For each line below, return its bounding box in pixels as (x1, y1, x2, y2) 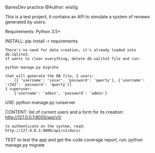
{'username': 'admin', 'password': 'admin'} (14, 91, 107, 96)
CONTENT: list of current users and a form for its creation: (5, 109, 124, 115)
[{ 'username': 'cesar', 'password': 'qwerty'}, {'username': (14, 78, 145, 83)
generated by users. (5, 19, 47, 25)
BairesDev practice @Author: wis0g (5, 4, 78, 10)
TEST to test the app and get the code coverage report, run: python (5, 137, 143, 143)
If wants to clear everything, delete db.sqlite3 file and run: (5, 56, 141, 61)
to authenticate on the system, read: (5, 124, 85, 129)
